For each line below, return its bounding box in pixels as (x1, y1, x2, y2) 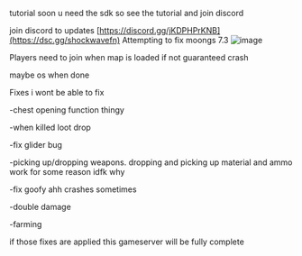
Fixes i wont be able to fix (9, 87, 105, 97)
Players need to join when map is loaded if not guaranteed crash (9, 52, 249, 62)
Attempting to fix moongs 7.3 (121, 35, 229, 45)
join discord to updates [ (9, 25, 100, 35)
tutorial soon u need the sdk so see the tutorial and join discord (9, 8, 244, 18)
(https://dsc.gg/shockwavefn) (9, 35, 121, 45)
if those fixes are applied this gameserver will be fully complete (9, 236, 245, 247)
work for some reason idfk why (9, 167, 125, 177)
